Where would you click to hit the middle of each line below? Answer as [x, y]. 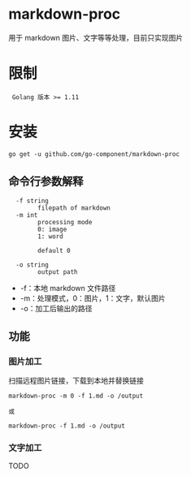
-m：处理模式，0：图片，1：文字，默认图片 [93, 298]
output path [58, 272]
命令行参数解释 [46, 182]
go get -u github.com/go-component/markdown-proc [94, 154]
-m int [27, 215]
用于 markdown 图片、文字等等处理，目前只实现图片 [96, 37]
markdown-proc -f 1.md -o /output [67, 426]
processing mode [65, 222]
